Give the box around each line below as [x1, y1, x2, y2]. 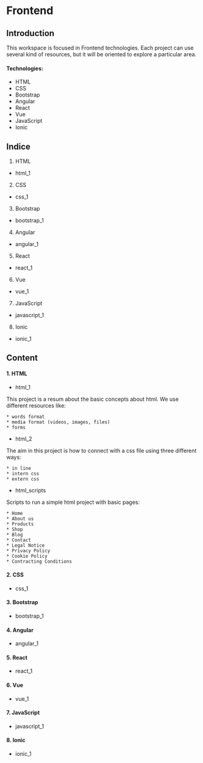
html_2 [15, 435, 32, 442]
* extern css [6, 476, 40, 482]
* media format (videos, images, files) [6, 419, 111, 425]
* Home [6, 510, 23, 516]
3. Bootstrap [6, 599, 38, 606]
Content [6, 352, 38, 363]
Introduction [6, 28, 55, 38]
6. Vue [6, 682, 23, 689]
